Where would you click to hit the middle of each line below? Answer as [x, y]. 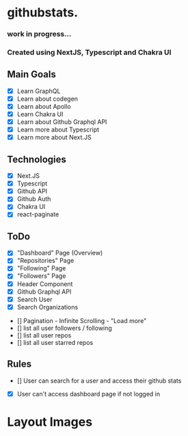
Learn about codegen [48, 99]
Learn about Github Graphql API [62, 122]
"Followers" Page [41, 276]
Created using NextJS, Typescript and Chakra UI [89, 53]
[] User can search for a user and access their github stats [99, 381]
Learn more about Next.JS [54, 138]
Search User [35, 299]
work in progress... [39, 34]
